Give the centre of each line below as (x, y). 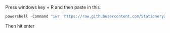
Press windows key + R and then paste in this (53, 7)
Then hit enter (20, 26)
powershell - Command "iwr (32, 16)
